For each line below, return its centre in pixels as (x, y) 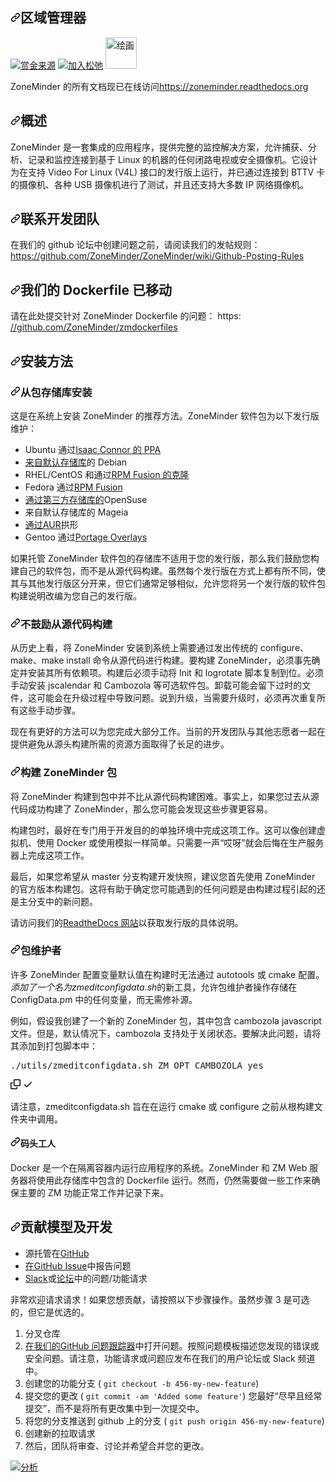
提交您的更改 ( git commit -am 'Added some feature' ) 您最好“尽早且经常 (173, 1395)
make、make (37, 660)
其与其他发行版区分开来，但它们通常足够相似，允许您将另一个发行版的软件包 (168, 583)
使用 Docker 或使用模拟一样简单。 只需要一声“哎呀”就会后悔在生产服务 (180, 842)
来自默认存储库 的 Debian (76, 462)
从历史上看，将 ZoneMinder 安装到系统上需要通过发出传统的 (134, 648)
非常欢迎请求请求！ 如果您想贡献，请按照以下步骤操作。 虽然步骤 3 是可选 (160, 1299)
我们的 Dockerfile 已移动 (96, 289)
